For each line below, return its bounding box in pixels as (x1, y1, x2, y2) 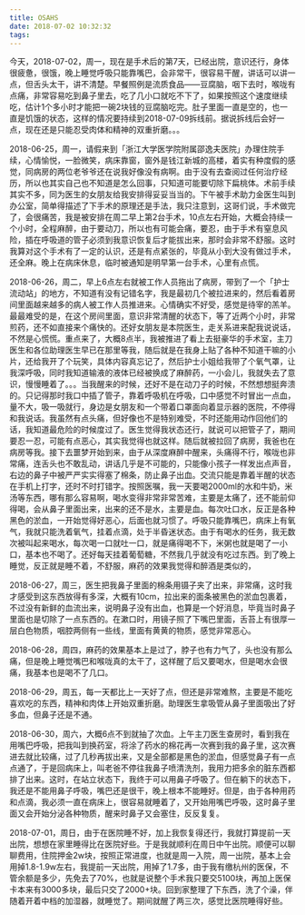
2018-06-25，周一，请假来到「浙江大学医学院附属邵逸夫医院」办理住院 (9, 144, 277, 154)
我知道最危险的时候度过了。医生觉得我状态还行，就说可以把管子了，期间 (25, 424, 296, 435)
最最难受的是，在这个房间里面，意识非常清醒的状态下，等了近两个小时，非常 (9, 311, 296, 322)
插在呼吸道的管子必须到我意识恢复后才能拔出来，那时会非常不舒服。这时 (25, 234, 296, 245)
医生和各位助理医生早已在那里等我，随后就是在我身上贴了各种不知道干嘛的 (9, 344, 288, 355)
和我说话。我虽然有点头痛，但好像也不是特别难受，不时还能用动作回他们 (9, 413, 280, 423)
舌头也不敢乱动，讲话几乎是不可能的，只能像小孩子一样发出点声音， (40, 458, 296, 469)
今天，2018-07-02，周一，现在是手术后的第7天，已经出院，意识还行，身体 (9, 56, 290, 67)
